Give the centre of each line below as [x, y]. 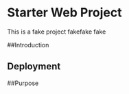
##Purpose [23, 83]
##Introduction [28, 45]
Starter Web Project [64, 13]
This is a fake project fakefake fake [57, 32]
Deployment [34, 67]
